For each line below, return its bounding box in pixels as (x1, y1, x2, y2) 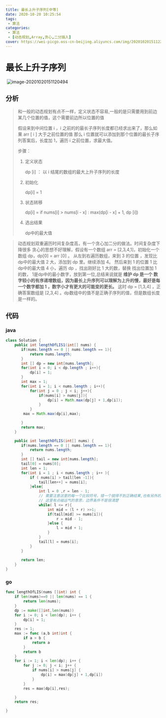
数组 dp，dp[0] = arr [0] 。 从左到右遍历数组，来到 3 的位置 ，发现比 (17, 253, 158, 259)
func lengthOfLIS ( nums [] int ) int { (5, 590, 81, 595)
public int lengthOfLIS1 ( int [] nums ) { (14, 342, 97, 348)
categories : (5, 26, 30, 31)
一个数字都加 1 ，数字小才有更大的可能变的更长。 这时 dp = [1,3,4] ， (17, 283, 157, 289)
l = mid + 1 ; (56, 526, 83, 530)
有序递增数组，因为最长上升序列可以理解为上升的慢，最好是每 (34, 277, 161, 283)
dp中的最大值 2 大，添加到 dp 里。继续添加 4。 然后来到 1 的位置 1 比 (17, 259, 158, 265)
